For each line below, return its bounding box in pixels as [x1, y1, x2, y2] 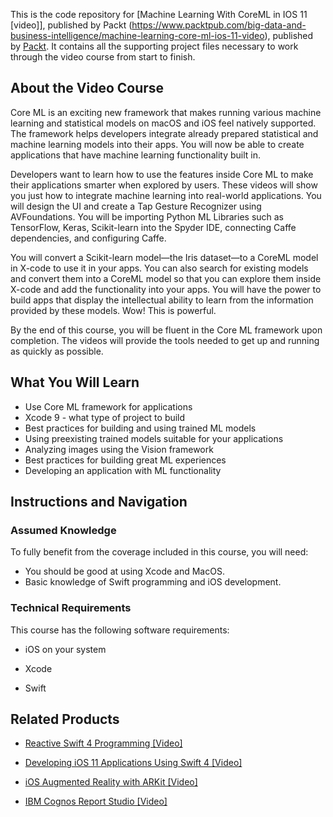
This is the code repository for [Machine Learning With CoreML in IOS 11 [10, 9, 308, 20]
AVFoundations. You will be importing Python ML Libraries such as [10, 210, 285, 223]
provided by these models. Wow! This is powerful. [10, 304, 217, 316]
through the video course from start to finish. [10, 51, 196, 63]
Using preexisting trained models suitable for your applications [24, 432, 284, 444]
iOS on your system [24, 643, 107, 655]
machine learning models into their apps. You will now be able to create [10, 138, 305, 150]
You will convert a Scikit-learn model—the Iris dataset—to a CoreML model [10, 251, 319, 263]
